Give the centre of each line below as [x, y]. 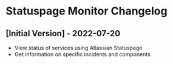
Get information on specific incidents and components [83, 54]
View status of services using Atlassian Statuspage [78, 48]
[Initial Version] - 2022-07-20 [63, 34]
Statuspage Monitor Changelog [86, 11]
